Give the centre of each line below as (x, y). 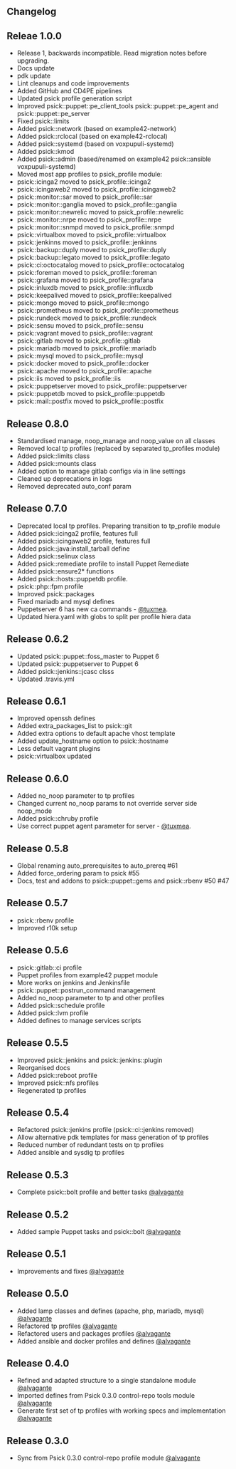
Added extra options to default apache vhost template (96, 734)
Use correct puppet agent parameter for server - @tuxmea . (104, 826)
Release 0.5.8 (38, 848)
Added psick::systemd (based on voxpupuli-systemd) (96, 144)
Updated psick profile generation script (74, 98)
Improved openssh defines (56, 718)
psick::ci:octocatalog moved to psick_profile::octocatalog (101, 265)
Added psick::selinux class (56, 556)
